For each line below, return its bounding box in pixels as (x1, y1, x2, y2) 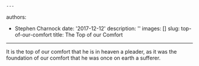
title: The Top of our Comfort (53, 31, 123, 38)
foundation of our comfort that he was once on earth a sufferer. (6, 54, 161, 61)
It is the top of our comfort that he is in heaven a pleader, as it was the (6, 48, 177, 55)
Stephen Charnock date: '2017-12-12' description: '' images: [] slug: (14, 25, 180, 32)
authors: (6, 14, 27, 21)
